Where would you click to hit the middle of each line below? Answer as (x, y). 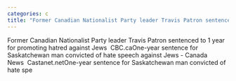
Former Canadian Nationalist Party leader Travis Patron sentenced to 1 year (116, 40)
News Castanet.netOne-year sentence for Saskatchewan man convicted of (117, 62)
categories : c (28, 14)
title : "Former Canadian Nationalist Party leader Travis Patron (105, 20)
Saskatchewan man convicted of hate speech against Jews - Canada (107, 55)
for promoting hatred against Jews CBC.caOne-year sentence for (103, 47)
